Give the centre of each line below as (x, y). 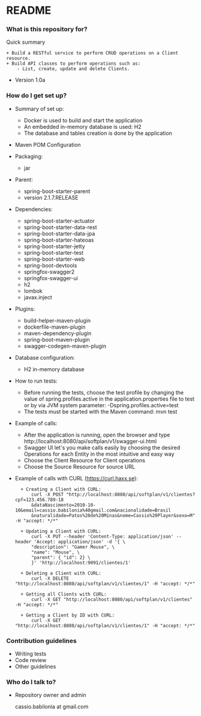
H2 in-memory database (54, 369)
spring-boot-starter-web (54, 259)
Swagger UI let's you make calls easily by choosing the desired (102, 447)
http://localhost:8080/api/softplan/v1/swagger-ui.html (90, 441)
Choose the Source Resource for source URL (79, 467)
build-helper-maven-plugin (57, 320)
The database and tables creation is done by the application (98, 133)
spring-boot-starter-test (54, 252)
